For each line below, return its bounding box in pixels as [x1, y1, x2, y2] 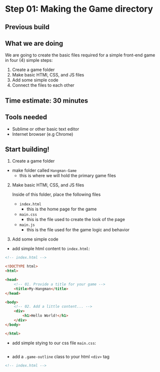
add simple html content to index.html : [12, 246, 90, 252]
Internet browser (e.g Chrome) [12, 131, 73, 137]
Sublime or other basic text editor [12, 126, 79, 132]
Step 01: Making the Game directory [5, 3, 153, 15]
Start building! [5, 145, 50, 153]
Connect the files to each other [12, 82, 74, 88]
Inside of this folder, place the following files [12, 191, 101, 198]
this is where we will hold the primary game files [19, 173, 116, 179]
